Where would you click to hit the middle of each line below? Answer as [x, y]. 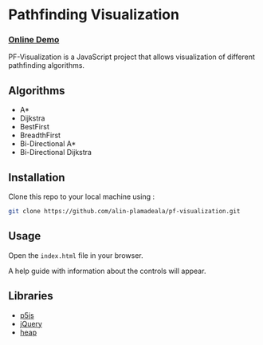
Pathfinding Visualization [94, 15]
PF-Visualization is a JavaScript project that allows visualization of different [131, 57]
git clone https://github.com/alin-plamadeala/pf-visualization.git [124, 212]
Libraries [31, 296]
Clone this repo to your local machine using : [82, 196]
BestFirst [34, 127]
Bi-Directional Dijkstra [55, 153]
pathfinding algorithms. [47, 65]
